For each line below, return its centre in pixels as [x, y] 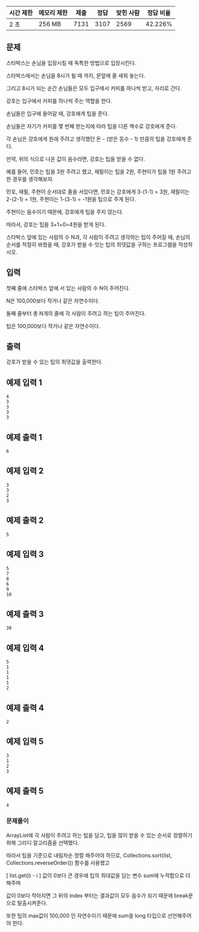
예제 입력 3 [25, 554]
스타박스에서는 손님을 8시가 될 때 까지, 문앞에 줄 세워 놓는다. [76, 75]
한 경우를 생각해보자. [30, 179]
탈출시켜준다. [32, 903]
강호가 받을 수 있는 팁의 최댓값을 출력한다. [54, 362]
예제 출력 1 [24, 437]
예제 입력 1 [24, 383]
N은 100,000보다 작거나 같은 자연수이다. [53, 301]
